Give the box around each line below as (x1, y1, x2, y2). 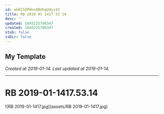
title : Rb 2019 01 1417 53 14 (5, 12, 67, 17)
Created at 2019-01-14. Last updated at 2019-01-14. (5, 66, 110, 71)
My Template (5, 52, 46, 61)
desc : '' (5, 16, 23, 21)
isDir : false (5, 35, 32, 40)
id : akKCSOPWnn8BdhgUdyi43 (5, 7, 60, 12)
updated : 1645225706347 (5, 21, 54, 26)
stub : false (5, 30, 29, 35)
